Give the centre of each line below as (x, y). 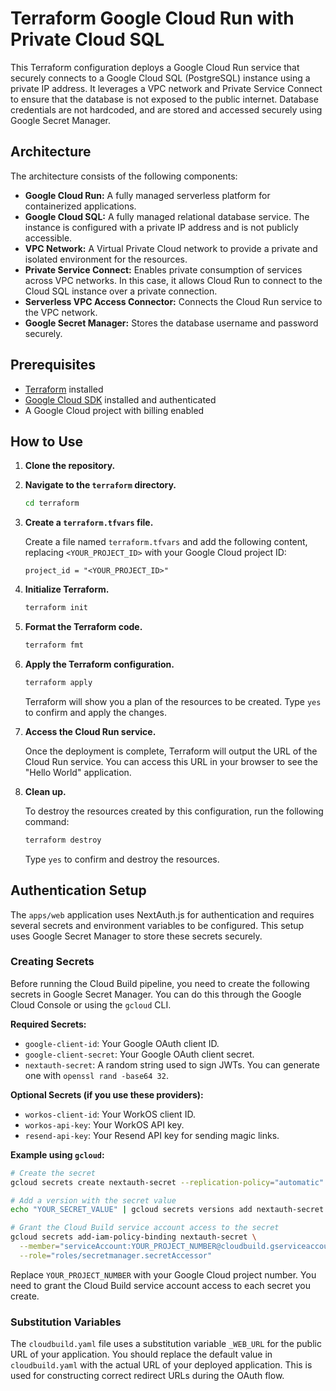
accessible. (48, 238)
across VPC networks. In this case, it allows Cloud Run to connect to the (173, 280)
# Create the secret (53, 1173)
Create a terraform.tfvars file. (89, 523)
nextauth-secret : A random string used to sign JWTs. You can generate (172, 1064)
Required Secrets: (48, 1024)
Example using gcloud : (57, 1154)
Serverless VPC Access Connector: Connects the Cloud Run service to (173, 301)
